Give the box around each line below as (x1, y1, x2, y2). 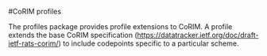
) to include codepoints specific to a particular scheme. (58, 39, 239, 48)
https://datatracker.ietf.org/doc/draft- (137, 31, 259, 39)
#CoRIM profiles (8, 7, 62, 16)
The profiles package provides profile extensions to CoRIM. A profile (8, 22, 233, 31)
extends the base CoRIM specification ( (8, 31, 137, 39)
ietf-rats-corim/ (8, 39, 59, 48)
